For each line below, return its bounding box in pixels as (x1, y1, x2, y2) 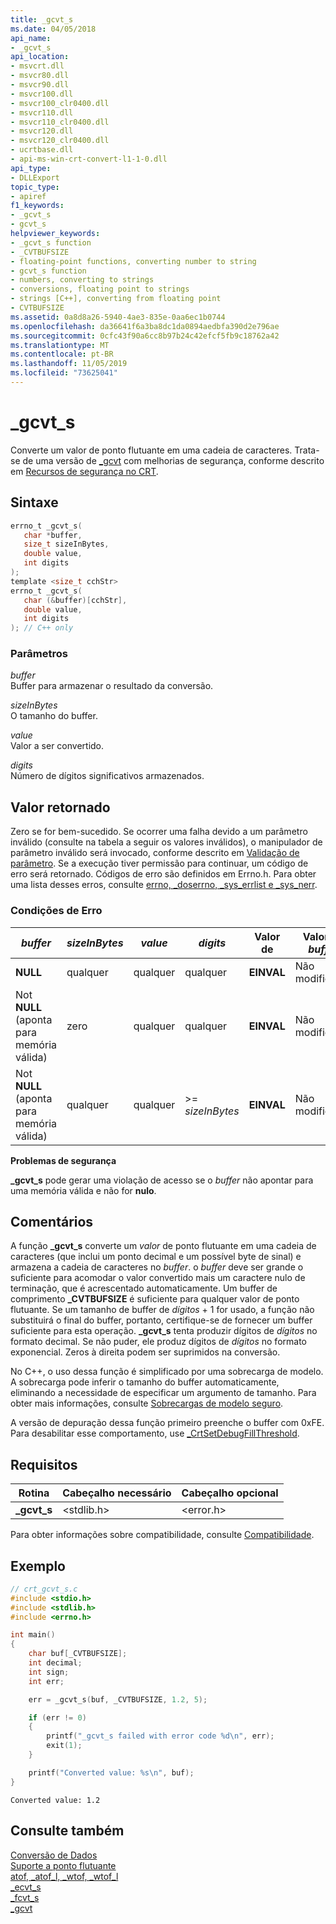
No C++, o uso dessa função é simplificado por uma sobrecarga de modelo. (10, 1366, 324, 1378)
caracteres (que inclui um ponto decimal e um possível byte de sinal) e (10, 1251, 302, 1263)
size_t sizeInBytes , (23, 539, 110, 550)
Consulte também (10, 1822, 125, 1840)
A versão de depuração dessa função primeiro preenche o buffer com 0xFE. (10, 1417, 325, 1429)
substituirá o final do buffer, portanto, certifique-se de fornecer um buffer (10, 1314, 313, 1326)
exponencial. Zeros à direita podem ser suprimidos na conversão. (10, 1346, 281, 1358)
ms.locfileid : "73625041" (10, 368, 118, 378)
